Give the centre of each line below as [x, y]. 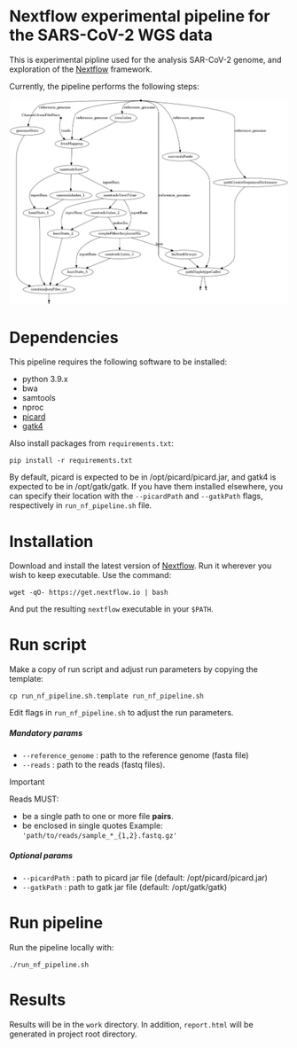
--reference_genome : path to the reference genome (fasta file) [135, 755]
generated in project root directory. [73, 1034]
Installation [51, 541]
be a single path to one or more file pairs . [98, 817]
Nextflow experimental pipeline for [140, 16]
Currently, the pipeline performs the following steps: [104, 86]
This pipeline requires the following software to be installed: [118, 362]
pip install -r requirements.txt [71, 461]
